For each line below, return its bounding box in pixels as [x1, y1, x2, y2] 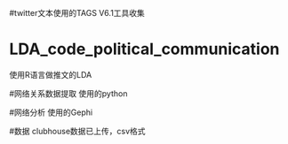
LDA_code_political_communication [9, 39, 280, 59]
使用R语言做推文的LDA [9, 69, 92, 80]
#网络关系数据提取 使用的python [9, 87, 128, 99]
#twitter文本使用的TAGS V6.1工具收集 [9, 8, 145, 18]
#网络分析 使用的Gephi [9, 107, 93, 117]
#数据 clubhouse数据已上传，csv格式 [9, 125, 146, 136]
